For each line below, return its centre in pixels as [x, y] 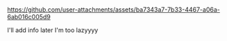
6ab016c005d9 [29, 17]
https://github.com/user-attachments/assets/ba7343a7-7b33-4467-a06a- [113, 10]
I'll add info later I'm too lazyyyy [53, 30]
